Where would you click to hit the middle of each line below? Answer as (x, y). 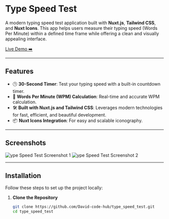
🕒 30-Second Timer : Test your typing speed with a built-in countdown (87, 84)
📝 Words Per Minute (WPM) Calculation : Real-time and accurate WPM (86, 96)
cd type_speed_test (33, 212)
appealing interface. (26, 39)
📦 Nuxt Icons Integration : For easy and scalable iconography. (77, 120)
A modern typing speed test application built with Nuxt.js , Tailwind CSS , (80, 23)
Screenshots (26, 143)
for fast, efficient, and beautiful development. (59, 115)
